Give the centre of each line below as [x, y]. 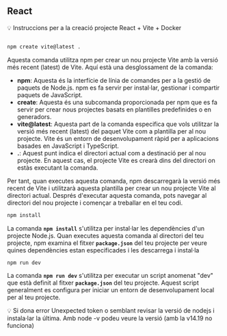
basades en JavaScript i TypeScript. [68, 146]
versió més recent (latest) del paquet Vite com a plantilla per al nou [111, 131]
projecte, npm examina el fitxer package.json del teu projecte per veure [107, 243]
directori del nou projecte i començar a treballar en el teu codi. [95, 203]
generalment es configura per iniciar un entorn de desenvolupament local [111, 290]
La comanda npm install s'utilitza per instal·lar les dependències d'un [106, 228]
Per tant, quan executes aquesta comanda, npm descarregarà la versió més [114, 181]
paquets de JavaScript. [50, 94]
